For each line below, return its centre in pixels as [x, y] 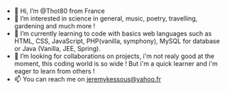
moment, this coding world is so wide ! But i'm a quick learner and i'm [116, 63]
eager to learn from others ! [54, 71]
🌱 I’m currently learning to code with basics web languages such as [113, 33]
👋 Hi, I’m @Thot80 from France [59, 11]
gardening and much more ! [55, 26]
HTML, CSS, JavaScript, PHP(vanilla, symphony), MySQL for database [117, 41]
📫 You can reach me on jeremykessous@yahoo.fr [88, 79]
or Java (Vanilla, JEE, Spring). [57, 49]
